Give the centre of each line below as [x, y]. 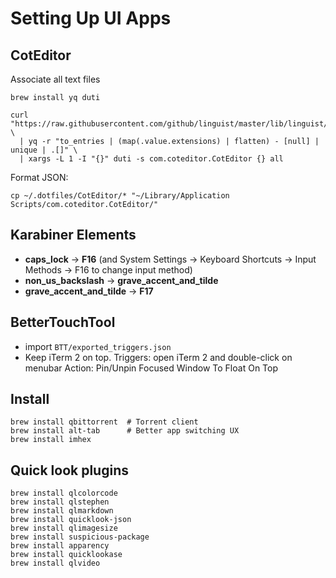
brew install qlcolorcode [64, 493]
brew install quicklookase [66, 555]
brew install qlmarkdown [62, 511]
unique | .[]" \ [44, 150]
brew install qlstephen [60, 502]
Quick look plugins [69, 470]
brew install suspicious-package [80, 537]
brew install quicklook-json [71, 520]
